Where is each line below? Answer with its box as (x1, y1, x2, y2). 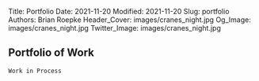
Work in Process (8, 67, 62, 75)
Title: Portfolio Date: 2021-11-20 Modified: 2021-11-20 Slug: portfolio (8, 7, 230, 16)
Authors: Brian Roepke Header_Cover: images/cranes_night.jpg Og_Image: (8, 15, 251, 24)
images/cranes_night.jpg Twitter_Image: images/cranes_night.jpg (8, 24, 222, 32)
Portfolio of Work (8, 46, 95, 60)
